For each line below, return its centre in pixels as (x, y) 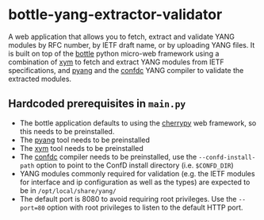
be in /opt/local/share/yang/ (68, 190)
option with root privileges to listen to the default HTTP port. (145, 207)
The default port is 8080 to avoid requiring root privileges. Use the (128, 199)
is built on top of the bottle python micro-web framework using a (114, 53)
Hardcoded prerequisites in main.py (97, 104)
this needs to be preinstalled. (67, 131)
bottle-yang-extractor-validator (115, 15)
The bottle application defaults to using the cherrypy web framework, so (138, 123)
